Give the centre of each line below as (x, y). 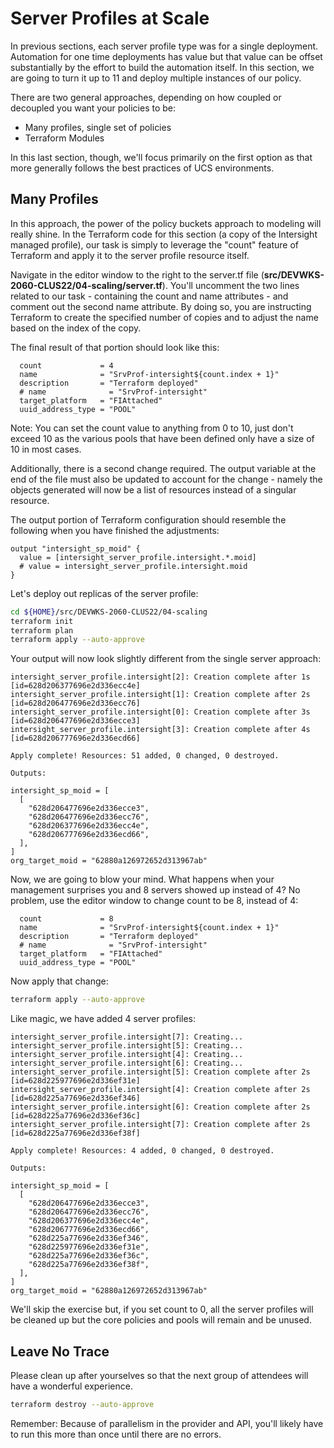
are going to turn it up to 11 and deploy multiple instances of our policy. (156, 78)
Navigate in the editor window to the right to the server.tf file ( (137, 274)
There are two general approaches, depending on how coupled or (146, 97)
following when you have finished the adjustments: (115, 530)
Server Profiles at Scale (110, 18)
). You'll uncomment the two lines (230, 285)
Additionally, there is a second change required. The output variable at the (163, 468)
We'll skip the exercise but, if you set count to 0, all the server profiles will (162, 1309)
